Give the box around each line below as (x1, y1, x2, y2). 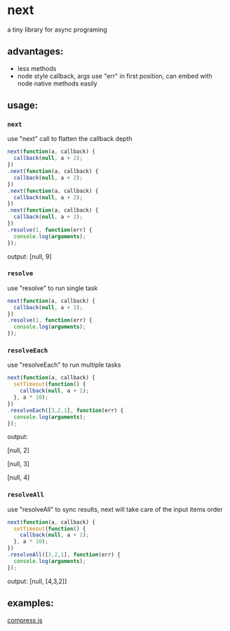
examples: (7, 597, 54, 609)
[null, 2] (7, 446, 30, 454)
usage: (7, 100, 39, 111)
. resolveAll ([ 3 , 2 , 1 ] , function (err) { (7, 551, 121, 559)
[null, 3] (7, 460, 30, 468)
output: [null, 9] (7, 252, 52, 261)
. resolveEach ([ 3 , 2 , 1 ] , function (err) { (7, 407, 124, 414)
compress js (7, 616, 43, 624)
